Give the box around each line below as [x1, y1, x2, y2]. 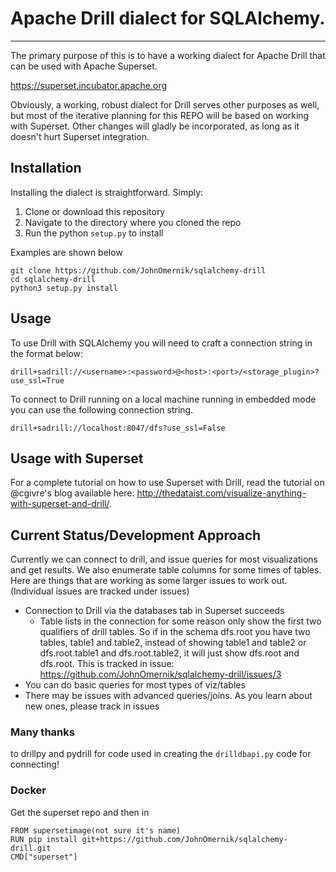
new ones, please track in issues [24, 700, 160, 712]
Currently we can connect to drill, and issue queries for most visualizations [10, 553, 318, 566]
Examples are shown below [10, 246, 123, 258]
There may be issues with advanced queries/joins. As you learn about [24, 690, 313, 702]
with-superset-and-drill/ [10, 498, 110, 510]
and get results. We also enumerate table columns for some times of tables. [10, 564, 322, 576]
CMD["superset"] [10, 852, 78, 862]
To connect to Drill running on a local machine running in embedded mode [10, 393, 317, 405]
